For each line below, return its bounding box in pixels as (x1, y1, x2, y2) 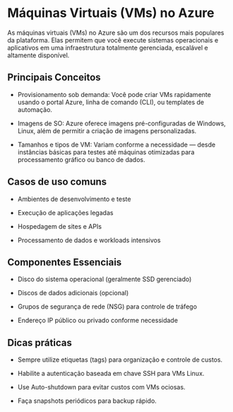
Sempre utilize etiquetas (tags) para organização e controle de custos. (17, 355, 223, 364)
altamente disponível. (7, 51, 70, 59)
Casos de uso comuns (7, 176, 107, 188)
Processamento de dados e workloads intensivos (17, 236, 161, 244)
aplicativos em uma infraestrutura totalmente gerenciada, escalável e (7, 43, 208, 52)
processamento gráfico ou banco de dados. (17, 155, 145, 164)
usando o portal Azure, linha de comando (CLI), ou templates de (17, 98, 205, 106)
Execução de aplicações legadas (17, 208, 114, 217)
